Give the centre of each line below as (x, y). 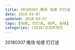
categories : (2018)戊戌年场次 (34, 28)
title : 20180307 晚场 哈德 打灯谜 (38, 10)
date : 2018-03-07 (23, 14)
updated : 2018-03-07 (26, 19)
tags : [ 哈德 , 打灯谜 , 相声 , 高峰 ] (37, 23)
